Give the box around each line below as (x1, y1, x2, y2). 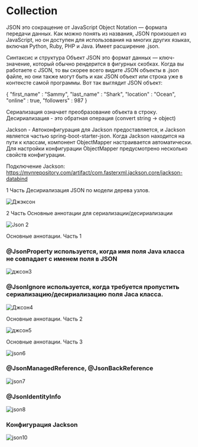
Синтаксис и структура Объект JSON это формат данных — (6, 54, 158, 61)
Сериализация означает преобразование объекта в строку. (6, 108, 158, 115)
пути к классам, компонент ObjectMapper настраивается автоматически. (6, 138, 193, 145)
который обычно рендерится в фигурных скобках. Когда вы (32, 60, 184, 67)
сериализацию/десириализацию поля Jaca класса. (6, 290, 164, 299)
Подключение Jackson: (6, 163, 66, 170)
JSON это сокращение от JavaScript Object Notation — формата (6, 24, 167, 31)
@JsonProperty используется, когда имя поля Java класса (6, 247, 185, 255)
